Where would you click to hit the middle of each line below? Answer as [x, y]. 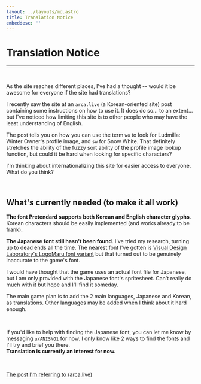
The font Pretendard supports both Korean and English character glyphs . [99, 217]
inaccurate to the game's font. [43, 261]
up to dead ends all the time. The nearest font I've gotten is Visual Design [97, 248]
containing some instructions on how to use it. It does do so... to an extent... [100, 111]
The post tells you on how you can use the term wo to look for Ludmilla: [93, 135]
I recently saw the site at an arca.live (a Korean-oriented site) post [89, 104]
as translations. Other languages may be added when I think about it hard [97, 303]
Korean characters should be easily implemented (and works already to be [98, 223]
